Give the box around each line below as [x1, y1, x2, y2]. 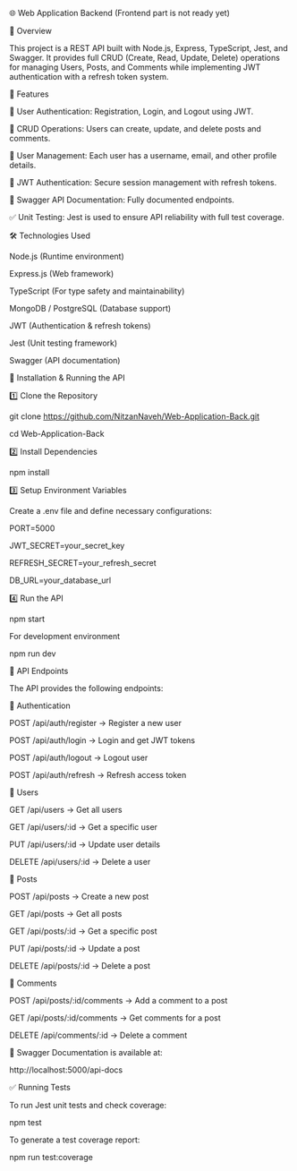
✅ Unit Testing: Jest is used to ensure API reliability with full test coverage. [9, 212, 284, 222]
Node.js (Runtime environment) [9, 251, 125, 261]
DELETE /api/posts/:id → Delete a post [9, 961, 150, 970]
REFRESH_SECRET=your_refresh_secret [9, 558, 157, 568]
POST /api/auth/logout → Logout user [9, 752, 148, 763]
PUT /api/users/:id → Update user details [9, 839, 161, 850]
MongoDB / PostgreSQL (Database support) [9, 303, 172, 313]
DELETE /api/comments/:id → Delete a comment [9, 1030, 188, 1040]
